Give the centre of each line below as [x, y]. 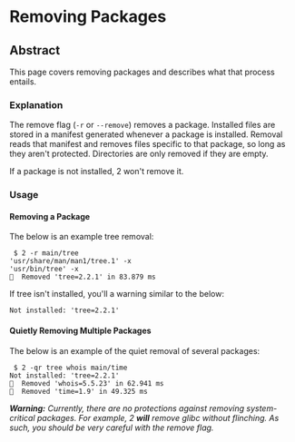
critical [22, 417]
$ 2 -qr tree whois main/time [70, 368]
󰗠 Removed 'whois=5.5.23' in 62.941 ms [87, 383]
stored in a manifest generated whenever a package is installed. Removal [146, 134]
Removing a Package [50, 216]
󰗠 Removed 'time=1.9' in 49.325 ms [79, 391]
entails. [23, 82]
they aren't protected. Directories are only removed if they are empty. [139, 154]
